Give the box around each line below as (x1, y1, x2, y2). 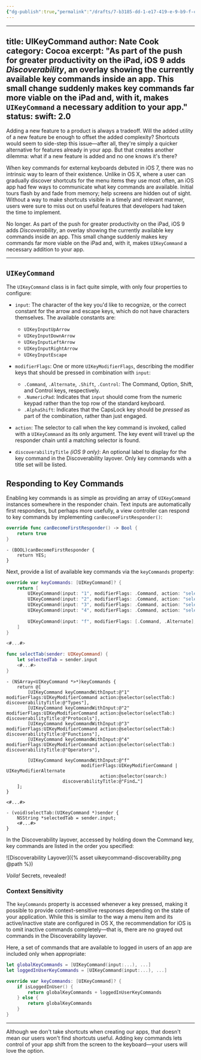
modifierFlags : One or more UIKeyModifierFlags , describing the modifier (14, 363, 194, 370)
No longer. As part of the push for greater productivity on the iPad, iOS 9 (6, 220, 185, 228)
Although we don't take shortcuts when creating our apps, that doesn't (6, 1028, 181, 1035)
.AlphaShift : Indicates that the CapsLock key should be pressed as (23, 406, 190, 413)
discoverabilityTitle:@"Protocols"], (6, 715, 100, 722)
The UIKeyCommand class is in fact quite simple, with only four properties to (6, 283, 187, 290)
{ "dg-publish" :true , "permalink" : (6, 8, 90, 15)
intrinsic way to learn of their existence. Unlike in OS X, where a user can (6, 171, 186, 178)
